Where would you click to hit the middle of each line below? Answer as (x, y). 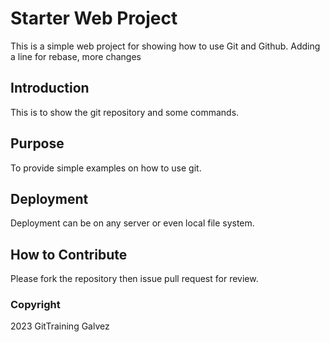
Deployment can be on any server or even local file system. (132, 223)
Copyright (35, 305)
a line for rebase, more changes (76, 56)
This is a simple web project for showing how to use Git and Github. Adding (165, 46)
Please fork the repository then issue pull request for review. (134, 279)
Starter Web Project (94, 18)
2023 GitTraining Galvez (60, 326)
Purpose (37, 143)
